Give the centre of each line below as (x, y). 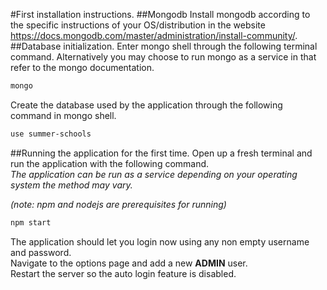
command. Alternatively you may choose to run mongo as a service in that (163, 57)
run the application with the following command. (110, 163)
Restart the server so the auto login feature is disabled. (123, 273)
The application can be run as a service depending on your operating (154, 174)
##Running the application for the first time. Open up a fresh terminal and (161, 153)
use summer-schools (51, 134)
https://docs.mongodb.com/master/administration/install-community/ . (154, 35)
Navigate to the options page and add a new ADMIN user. (129, 263)
